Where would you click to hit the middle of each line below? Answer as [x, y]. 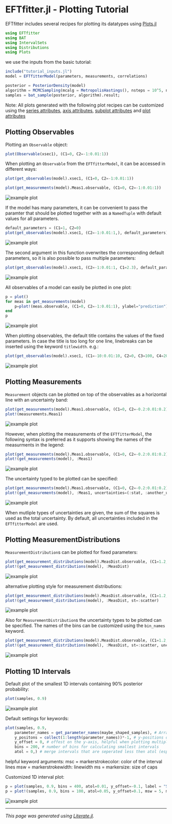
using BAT [16, 38]
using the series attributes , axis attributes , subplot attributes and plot [78, 110]
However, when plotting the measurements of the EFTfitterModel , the [79, 434]
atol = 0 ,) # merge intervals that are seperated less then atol [86, 752]
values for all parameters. [32, 219]
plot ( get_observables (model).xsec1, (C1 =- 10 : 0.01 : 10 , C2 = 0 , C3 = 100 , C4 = [84, 356]
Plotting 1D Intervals [38, 671]
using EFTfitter [23, 33]
